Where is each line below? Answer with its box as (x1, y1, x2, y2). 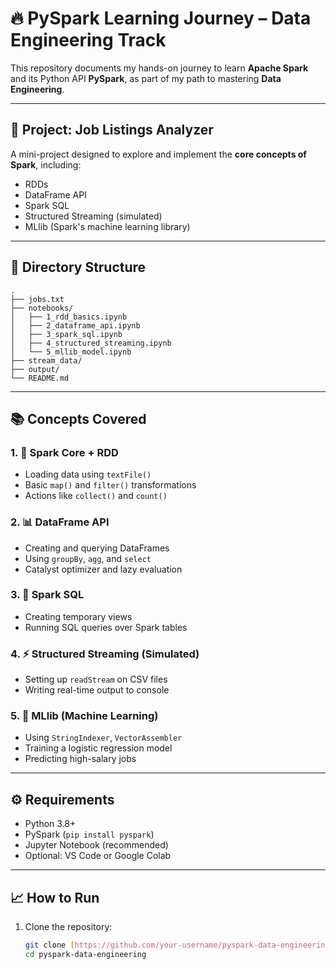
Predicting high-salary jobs (24, 753, 137, 765)
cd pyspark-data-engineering (24, 949, 147, 959)
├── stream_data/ (10, 355, 83, 366)
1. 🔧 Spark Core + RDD (10, 445, 119, 459)
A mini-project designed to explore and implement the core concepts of (10, 148, 307, 160)
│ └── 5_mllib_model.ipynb (10, 347, 132, 357)
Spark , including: (10, 158, 82, 171)
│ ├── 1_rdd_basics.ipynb (10, 312, 128, 322)
